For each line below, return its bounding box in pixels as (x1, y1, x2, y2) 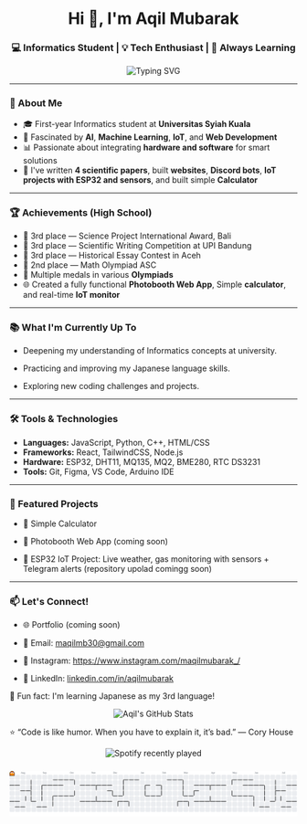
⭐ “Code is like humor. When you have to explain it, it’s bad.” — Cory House (9, 726, 294, 738)
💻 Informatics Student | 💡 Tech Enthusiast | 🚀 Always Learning (11, 41, 296, 54)
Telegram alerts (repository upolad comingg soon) (22, 563, 213, 574)
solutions (22, 154, 58, 165)
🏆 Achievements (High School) (9, 206, 153, 218)
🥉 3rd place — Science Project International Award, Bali (22, 230, 231, 241)
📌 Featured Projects (9, 497, 99, 510)
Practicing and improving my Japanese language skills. (22, 363, 230, 374)
